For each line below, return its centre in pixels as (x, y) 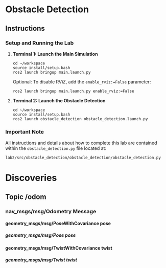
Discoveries (31, 178)
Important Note (25, 131)
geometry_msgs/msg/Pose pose (41, 235)
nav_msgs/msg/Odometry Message (51, 211)
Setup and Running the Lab (40, 43)
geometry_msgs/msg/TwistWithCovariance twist (59, 248)
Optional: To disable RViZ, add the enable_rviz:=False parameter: (82, 82)
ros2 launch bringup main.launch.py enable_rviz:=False (73, 91)
